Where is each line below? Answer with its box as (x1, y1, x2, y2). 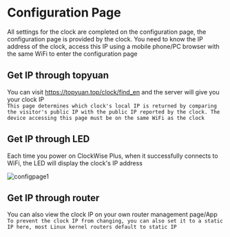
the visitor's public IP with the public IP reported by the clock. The (7, 108, 220, 115)
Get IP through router (7, 192, 100, 204)
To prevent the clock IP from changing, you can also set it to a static (7, 218, 224, 225)
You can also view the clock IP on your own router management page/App (7, 210, 218, 218)
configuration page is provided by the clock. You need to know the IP (7, 34, 203, 43)
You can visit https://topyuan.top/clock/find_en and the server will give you (7, 87, 220, 96)
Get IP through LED (7, 133, 90, 145)
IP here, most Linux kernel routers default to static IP (7, 224, 177, 231)
